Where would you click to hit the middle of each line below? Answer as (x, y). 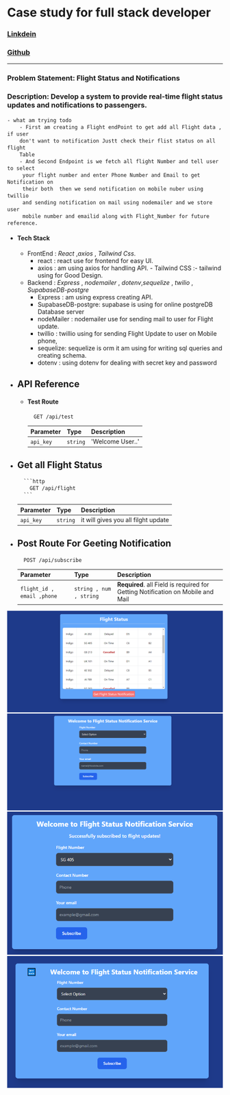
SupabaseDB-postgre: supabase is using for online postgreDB (125, 304)
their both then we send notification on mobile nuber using (113, 189)
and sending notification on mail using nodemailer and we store (117, 202)
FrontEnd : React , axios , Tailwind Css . (81, 253)
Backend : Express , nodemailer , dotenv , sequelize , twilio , (110, 282)
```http (35, 482)
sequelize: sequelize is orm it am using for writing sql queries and (130, 348)
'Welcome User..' (115, 442)
